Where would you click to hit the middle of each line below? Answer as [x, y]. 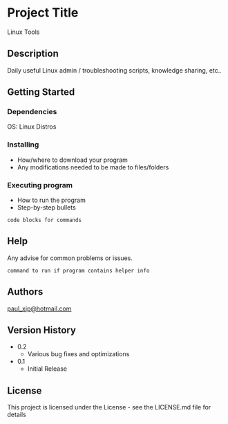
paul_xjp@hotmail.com [39, 308]
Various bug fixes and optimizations [78, 354]
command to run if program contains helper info [78, 270]
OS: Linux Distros [32, 127]
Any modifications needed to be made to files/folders [93, 167]
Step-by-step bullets [46, 208]
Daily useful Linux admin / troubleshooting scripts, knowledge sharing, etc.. [115, 70]
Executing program [40, 185]
